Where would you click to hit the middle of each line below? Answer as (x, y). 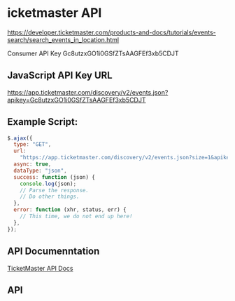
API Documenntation (54, 252)
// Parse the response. (55, 190)
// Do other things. (50, 197)
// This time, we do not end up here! (76, 216)
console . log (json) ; (48, 184)
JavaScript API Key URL (60, 75)
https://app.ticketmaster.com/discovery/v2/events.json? (88, 92)
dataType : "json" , (41, 170)
